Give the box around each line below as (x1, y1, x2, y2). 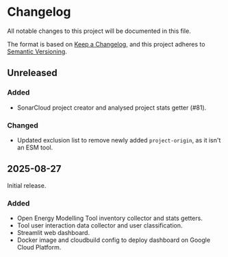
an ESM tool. (16, 143, 53, 151)
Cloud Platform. (16, 243, 62, 252)
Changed (7, 121, 39, 130)
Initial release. (7, 181, 47, 189)
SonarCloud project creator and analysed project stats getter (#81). (16, 103, 207, 112)
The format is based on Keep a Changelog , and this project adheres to (7, 40, 205, 48)
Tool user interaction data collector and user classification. (16, 221, 183, 230)
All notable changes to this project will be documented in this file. (7, 27, 192, 35)
